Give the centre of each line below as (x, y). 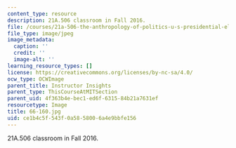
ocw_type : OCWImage (36, 79)
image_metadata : (31, 40)
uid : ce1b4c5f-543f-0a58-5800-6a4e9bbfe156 (72, 118)
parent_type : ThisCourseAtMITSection (63, 92)
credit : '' (29, 53)
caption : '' (31, 46)
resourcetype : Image (38, 105)
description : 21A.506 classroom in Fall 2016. (77, 20)
